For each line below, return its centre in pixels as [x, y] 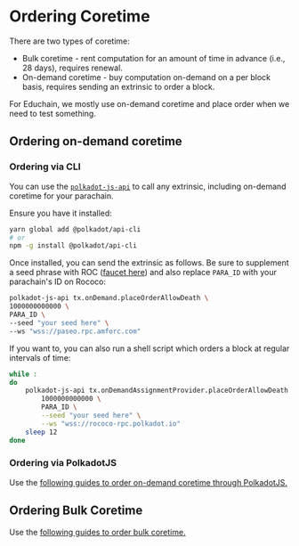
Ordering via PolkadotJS [63, 463]
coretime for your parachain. [61, 196]
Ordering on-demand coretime [96, 141]
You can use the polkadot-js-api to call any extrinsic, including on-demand [148, 186]
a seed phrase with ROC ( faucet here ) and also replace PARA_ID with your [143, 273]
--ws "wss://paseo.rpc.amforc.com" [75, 331]
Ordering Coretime [80, 16]
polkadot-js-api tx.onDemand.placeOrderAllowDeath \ [109, 298]
